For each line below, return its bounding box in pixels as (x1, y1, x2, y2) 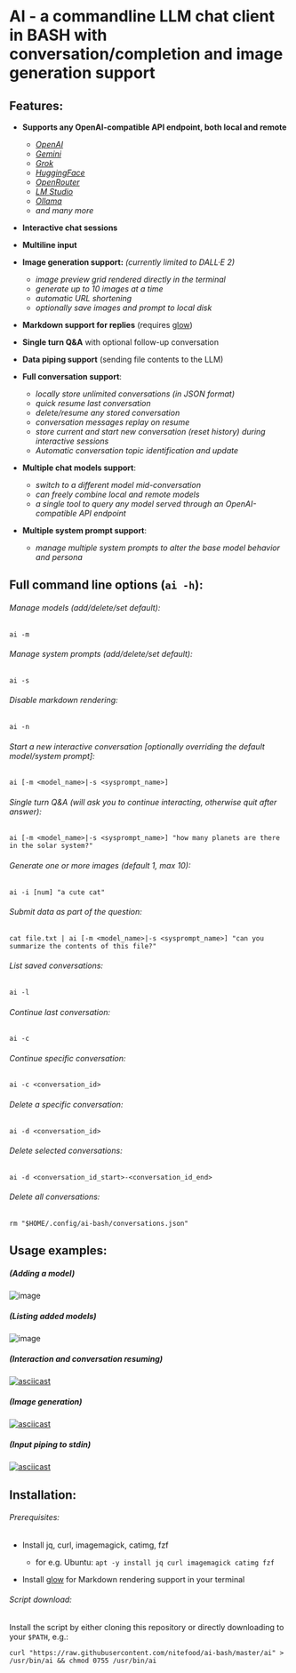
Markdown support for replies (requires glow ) (21, 320, 193, 330)
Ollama (35, 196, 62, 206)
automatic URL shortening (35, 293, 132, 303)
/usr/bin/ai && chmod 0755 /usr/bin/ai (9, 1656, 157, 1666)
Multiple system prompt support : (21, 525, 148, 535)
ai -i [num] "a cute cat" (9, 887, 105, 897)
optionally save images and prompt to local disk (35, 302, 212, 313)
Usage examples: (9, 1243, 108, 1259)
